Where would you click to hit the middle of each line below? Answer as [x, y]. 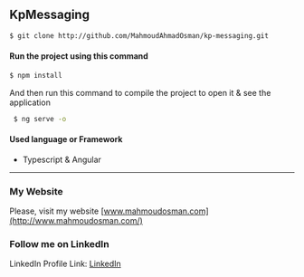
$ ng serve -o [40, 119]
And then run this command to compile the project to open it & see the [140, 92]
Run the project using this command [79, 56]
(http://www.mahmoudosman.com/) [76, 221]
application [30, 102]
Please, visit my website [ [57, 211]
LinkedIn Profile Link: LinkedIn [66, 264]
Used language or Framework [66, 139]
